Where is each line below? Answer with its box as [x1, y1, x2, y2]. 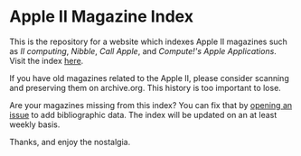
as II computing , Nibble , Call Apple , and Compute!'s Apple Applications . [9, 45, 277, 56]
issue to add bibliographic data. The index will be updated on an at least [9, 109, 277, 120]
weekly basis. [9, 119, 61, 130]
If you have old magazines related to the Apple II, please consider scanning [9, 72, 289, 83]
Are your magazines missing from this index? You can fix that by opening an [9, 99, 293, 110]
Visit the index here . [9, 55, 84, 66]
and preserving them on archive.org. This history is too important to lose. [9, 82, 282, 93]
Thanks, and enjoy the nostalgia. [9, 136, 131, 147]
